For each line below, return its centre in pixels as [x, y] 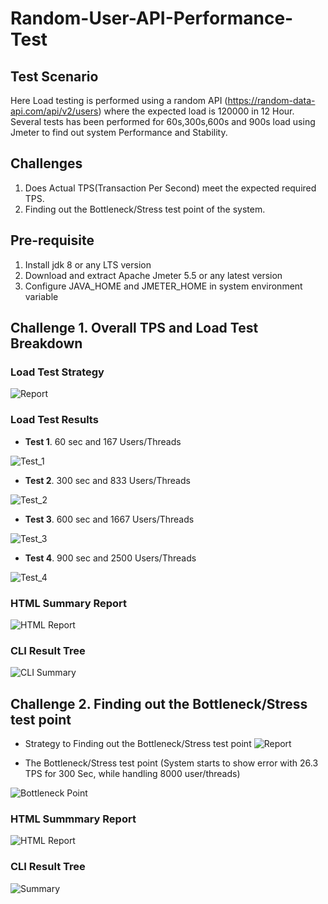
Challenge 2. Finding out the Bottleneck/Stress [159, 703]
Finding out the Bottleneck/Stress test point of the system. [145, 209]
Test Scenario [54, 76]
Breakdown [46, 343]
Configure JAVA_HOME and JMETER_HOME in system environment [163, 286]
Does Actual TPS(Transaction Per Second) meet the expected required [170, 188]
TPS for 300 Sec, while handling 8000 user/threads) [132, 774]
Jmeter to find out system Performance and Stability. [119, 132]
